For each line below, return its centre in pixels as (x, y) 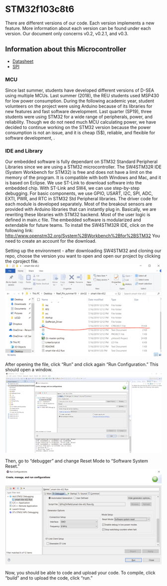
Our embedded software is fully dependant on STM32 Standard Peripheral (82, 162)
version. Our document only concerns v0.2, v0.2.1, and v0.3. (67, 33)
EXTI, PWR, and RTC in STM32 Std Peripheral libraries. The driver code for (82, 199)
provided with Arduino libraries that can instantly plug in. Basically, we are (81, 209)
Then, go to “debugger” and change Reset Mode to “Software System (77, 461)
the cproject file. (22, 261)
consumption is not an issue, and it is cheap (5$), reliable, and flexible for (80, 133)
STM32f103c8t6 (40, 9)
